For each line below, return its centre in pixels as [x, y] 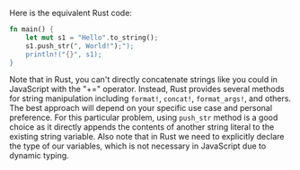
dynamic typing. [39, 156]
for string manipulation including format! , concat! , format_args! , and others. [150, 98]
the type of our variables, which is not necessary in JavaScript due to [138, 146]
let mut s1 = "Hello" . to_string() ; [92, 38]
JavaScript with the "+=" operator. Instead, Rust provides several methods [147, 89]
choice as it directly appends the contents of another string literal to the [142, 127]
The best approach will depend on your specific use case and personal [141, 108]
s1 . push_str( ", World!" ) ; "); [80, 46]
